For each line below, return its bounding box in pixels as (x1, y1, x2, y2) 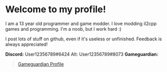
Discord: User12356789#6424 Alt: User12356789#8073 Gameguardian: (5, 51, 158, 57)
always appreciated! (5, 41, 48, 47)
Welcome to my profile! (5, 4, 106, 15)
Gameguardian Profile (17, 61, 64, 67)
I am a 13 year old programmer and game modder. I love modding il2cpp (5, 20, 157, 27)
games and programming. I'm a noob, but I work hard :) (5, 26, 122, 32)
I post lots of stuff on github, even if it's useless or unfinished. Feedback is (5, 36, 162, 42)
